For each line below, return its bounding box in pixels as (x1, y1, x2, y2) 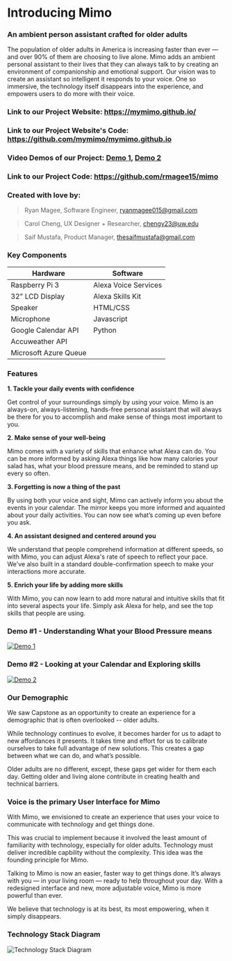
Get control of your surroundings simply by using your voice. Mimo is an (7, 398, 214, 406)
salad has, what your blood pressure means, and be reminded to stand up (7, 462, 219, 470)
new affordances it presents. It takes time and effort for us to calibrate (7, 737, 208, 745)
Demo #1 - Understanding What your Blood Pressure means (7, 626, 213, 636)
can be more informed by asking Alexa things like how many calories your (7, 454, 219, 463)
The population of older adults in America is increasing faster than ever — (7, 45, 219, 54)
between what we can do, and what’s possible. (7, 751, 141, 759)
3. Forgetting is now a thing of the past (7, 483, 121, 491)
